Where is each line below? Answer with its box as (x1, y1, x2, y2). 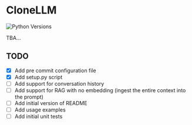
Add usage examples (14, 106, 66, 113)
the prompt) (14, 93, 44, 100)
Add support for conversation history (14, 80, 105, 87)
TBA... (6, 34, 21, 41)
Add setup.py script (14, 73, 63, 80)
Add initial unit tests (14, 113, 63, 120)
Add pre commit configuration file (14, 67, 96, 74)
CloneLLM (6, 4, 57, 17)
